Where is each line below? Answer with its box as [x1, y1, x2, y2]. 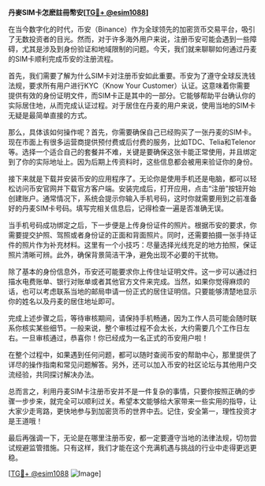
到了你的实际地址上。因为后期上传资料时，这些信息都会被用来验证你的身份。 [8, 158, 257, 166]
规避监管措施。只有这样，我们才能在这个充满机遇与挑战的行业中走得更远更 [14, 443, 257, 452]
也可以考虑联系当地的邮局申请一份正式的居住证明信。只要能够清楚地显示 [21, 287, 257, 296]
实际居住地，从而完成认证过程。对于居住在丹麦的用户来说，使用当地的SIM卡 [8, 101, 256, 110]
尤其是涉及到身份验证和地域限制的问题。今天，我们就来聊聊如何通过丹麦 [21, 44, 257, 54]
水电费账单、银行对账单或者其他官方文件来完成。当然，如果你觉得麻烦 [14, 277, 243, 286]
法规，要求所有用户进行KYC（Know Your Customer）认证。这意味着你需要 [8, 81, 251, 90]
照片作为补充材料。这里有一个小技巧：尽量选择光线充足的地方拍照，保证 [21, 241, 257, 249]
